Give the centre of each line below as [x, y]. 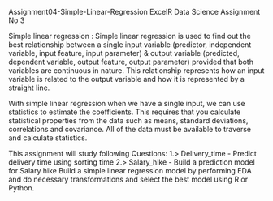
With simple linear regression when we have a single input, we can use [127, 103]
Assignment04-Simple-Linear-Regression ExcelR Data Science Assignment [134, 12]
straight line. [29, 88]
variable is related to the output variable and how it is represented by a [127, 79]
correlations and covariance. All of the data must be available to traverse [130, 129]
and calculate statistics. [48, 138]
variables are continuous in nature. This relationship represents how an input [136, 71]
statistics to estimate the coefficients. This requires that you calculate [125, 112]
